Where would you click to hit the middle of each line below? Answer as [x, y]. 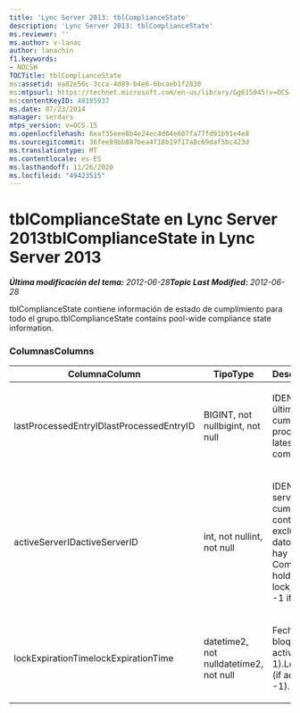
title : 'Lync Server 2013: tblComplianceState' [100, 17]
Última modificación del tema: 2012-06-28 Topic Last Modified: [129, 282]
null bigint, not [232, 426]
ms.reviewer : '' [39, 34]
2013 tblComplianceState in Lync [132, 239]
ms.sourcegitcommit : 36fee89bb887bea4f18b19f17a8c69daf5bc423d [129, 142]
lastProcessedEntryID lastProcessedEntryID [104, 426]
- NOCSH [24, 68]
